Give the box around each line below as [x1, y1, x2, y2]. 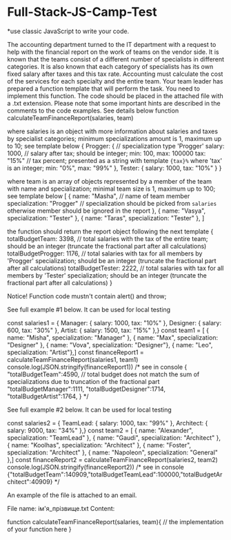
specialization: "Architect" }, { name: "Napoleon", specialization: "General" [7, 448, 219, 456]
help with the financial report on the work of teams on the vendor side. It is [7, 48, 219, 56]
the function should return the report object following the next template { [7, 227, 214, 235]
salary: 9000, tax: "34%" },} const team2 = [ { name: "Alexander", [7, 426, 194, 434]
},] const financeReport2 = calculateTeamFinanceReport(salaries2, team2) [7, 455, 219, 463]
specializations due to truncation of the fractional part [7, 377, 160, 385]
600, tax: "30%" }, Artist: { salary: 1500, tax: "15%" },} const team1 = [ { [7, 326, 209, 334]
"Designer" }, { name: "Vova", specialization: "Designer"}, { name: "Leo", [7, 340, 213, 349]
